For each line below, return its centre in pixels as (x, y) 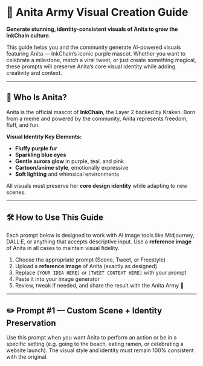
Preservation (31, 323)
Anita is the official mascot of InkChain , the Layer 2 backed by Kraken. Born (101, 112)
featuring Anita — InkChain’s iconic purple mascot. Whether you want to (96, 53)
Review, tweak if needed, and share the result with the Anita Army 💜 (99, 285)
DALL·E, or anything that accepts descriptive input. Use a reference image (99, 242)
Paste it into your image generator (57, 279)
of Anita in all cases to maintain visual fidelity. (63, 248)
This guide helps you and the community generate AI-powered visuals (94, 47)
